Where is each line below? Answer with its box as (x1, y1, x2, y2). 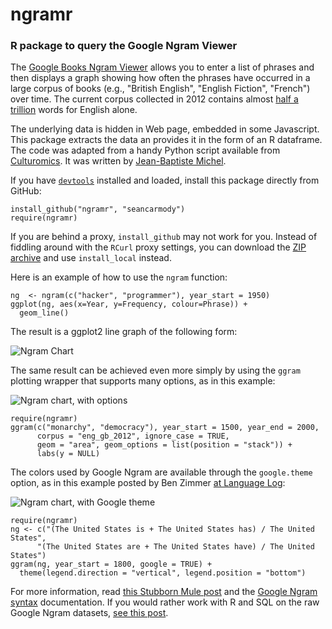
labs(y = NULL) (36, 449, 101, 459)
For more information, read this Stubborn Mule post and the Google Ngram (10, 586, 318, 598)
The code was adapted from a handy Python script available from (10, 144, 281, 157)
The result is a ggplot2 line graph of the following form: (10, 326, 238, 338)
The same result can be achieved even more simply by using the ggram (10, 364, 301, 377)
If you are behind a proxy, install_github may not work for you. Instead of (10, 231, 318, 243)
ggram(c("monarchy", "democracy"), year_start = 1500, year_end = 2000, (10, 423, 320, 433)
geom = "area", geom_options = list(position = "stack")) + (36, 440, 293, 450)
